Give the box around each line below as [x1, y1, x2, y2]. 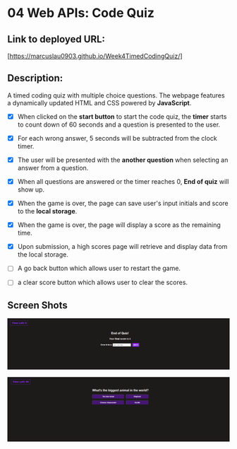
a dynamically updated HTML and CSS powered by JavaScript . [7, 98, 192, 107]
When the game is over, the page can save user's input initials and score [17, 199, 229, 208]
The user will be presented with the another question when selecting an [17, 156, 229, 164]
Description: [7, 72, 63, 84]
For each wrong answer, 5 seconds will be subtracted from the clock [17, 134, 217, 142]
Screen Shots [7, 299, 68, 311]
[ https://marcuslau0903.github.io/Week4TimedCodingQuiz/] [7, 52, 183, 60]
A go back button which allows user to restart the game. [17, 264, 181, 273]
